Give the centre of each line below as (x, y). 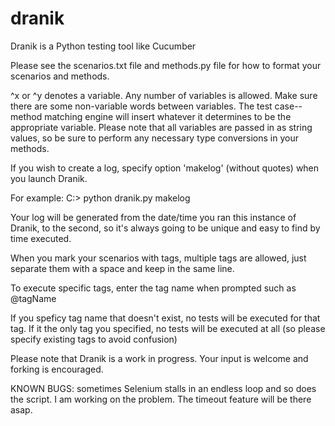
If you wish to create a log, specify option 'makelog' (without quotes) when (165, 168)
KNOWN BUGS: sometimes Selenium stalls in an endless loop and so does (163, 388)
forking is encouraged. (57, 369)
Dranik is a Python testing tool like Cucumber (103, 46)
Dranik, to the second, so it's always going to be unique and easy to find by (165, 228)
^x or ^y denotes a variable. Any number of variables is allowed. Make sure (164, 95)
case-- (288, 106)
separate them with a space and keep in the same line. (122, 268)
